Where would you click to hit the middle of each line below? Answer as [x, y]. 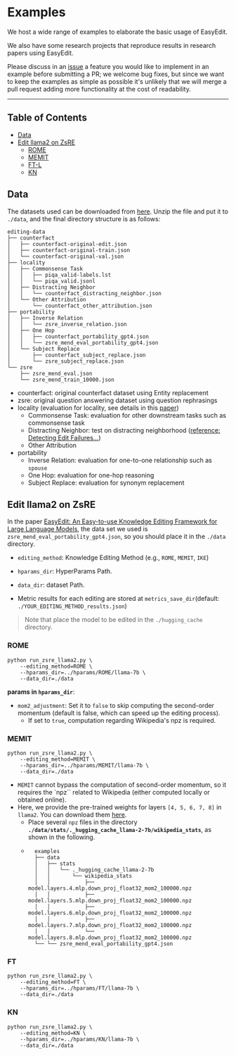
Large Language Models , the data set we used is [78, 529]
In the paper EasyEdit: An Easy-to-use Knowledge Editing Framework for [112, 521]
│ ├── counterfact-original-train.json [69, 250]
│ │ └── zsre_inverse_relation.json [67, 324]
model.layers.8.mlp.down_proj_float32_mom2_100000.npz [110, 938]
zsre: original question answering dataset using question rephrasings [117, 400]
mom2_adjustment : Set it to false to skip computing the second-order [116, 705]
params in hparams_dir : [41, 692]
